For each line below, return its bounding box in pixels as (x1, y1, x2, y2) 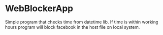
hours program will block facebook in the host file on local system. (5, 24, 140, 30)
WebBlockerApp (5, 3, 73, 14)
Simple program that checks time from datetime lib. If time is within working (5, 19, 159, 25)
